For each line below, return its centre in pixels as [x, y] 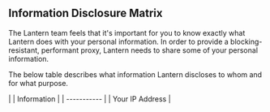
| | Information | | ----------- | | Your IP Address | [90, 99]
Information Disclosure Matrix [86, 13]
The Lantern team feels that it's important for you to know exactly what [127, 32]
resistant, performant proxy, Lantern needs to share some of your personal [133, 50]
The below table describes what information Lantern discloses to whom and [135, 74]
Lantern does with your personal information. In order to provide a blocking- [135, 41]
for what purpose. [39, 83]
